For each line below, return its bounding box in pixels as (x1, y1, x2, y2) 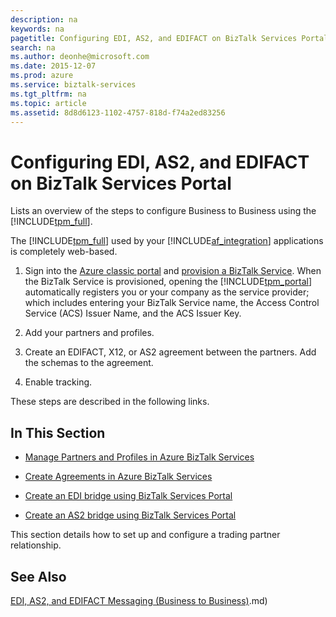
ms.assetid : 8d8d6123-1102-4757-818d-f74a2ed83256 (10, 107, 226, 118)
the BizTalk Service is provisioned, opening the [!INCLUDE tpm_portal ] (24, 276, 313, 288)
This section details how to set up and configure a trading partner (10, 529, 281, 541)
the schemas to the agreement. (24, 357, 154, 369)
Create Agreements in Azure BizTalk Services (24, 471, 213, 483)
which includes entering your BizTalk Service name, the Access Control (24, 297, 320, 309)
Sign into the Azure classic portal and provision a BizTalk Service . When (24, 265, 322, 277)
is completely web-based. (10, 246, 118, 258)
